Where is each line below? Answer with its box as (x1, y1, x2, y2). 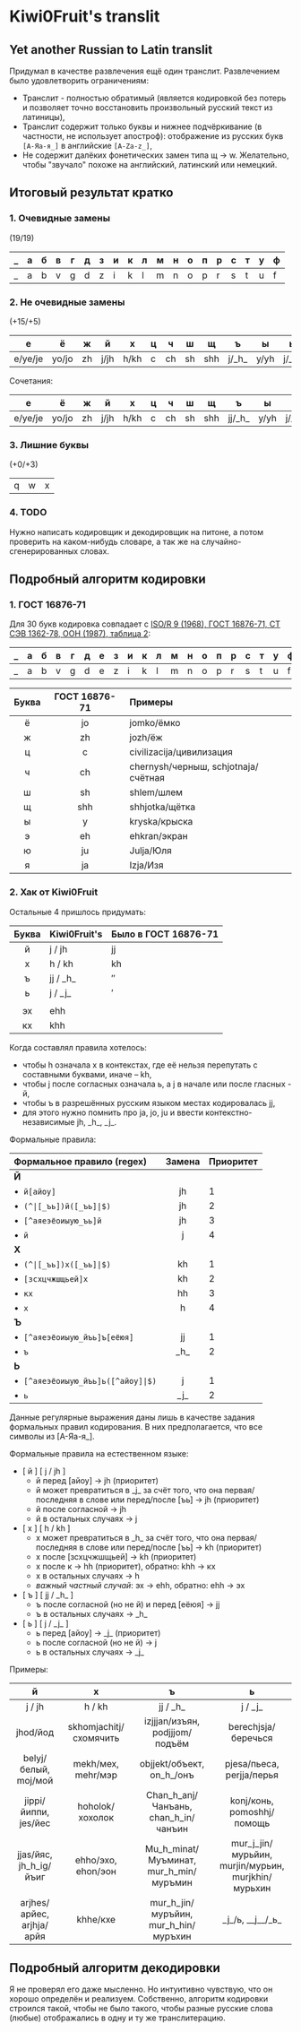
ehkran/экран (129, 830, 188, 843)
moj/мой (16, 1774, 54, 1786)
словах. (80, 545, 110, 557)
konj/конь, (229, 1794, 275, 1807)
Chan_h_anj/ (146, 1788, 199, 1801)
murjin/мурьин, (219, 1859, 285, 1872)
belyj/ (22, 1751, 47, 1764)
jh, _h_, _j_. (76, 1116, 117, 1127)
